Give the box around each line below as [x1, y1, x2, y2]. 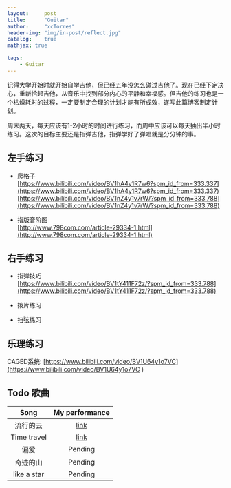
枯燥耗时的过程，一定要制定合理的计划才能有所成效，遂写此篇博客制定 [12, 98, 212, 106]
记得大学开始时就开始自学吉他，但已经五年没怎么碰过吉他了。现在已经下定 [7, 81, 218, 89]
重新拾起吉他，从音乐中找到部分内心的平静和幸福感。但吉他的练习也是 [19, 89, 218, 97]
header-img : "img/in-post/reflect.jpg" [7, 29, 122, 37]
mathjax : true [7, 42, 48, 49]
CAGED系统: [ [7, 358, 46, 366]
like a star [12, 469, 45, 479]
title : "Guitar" [7, 17, 69, 23]
